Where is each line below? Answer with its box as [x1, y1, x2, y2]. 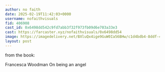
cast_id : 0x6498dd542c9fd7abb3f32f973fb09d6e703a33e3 [5, 25, 118, 30]
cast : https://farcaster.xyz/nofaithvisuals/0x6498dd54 [5, 30, 122, 35]
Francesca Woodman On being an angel [5, 61, 86, 67]
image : [5, 35, 19, 39]
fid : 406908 [5, 20, 29, 26]
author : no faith [5, 7, 41, 12]
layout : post [5, 39, 32, 44]
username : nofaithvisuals [5, 16, 58, 21]
